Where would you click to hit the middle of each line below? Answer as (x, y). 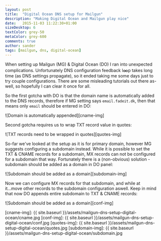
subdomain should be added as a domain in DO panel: (59, 164)
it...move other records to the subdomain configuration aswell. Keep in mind (81, 188)
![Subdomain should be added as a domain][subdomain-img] (66, 174)
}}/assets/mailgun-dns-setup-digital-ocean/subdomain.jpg (64, 233)
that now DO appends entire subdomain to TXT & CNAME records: (71, 193)
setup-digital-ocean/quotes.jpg (36, 228)
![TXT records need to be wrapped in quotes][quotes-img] (63, 134)
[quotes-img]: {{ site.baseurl (79, 222)
